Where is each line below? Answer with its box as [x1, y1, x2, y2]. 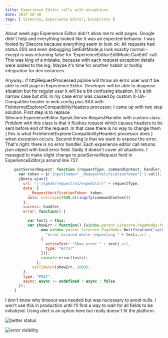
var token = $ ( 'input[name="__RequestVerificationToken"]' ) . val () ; [18, 172, 162, 177]
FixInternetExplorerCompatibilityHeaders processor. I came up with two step [5, 104, 163, 110]
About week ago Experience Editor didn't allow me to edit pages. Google [5, 31, 155, 37]
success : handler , [23, 204, 61, 210]
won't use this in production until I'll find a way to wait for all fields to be [5, 302, 153, 308]
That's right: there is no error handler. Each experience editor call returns [5, 141, 156, 147]
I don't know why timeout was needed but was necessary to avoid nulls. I [5, 297, 156, 303]
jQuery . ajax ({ [18, 177, 48, 182]
